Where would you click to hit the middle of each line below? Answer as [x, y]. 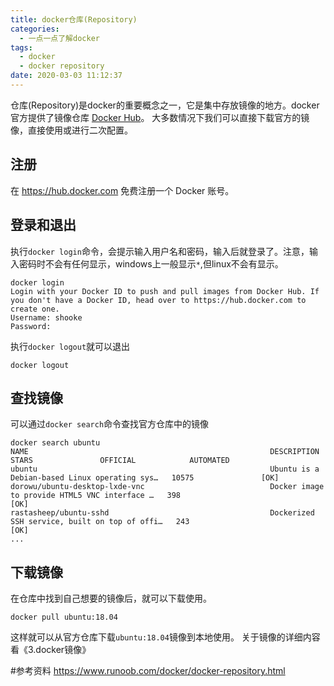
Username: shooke [46, 317]
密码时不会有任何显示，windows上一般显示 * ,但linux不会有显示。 [151, 263]
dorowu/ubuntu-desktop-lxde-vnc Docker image [167, 487]
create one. [35, 309]
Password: [31, 326]
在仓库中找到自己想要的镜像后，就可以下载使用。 [111, 598]
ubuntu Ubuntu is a [165, 469]
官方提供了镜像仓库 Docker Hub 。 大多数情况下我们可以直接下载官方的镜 [160, 117]
